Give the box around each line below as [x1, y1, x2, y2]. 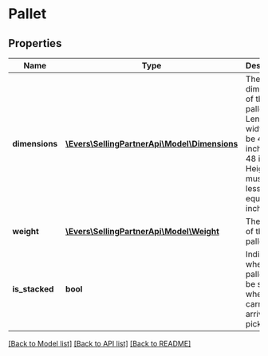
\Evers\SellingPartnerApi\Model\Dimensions [65, 139, 238, 149]
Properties [8, 37, 62, 50]
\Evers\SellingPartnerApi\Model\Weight [65, 226, 219, 237]
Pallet [8, 5, 47, 23]
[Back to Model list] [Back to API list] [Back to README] [8, 339, 191, 348]
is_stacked [12, 284, 54, 295]
